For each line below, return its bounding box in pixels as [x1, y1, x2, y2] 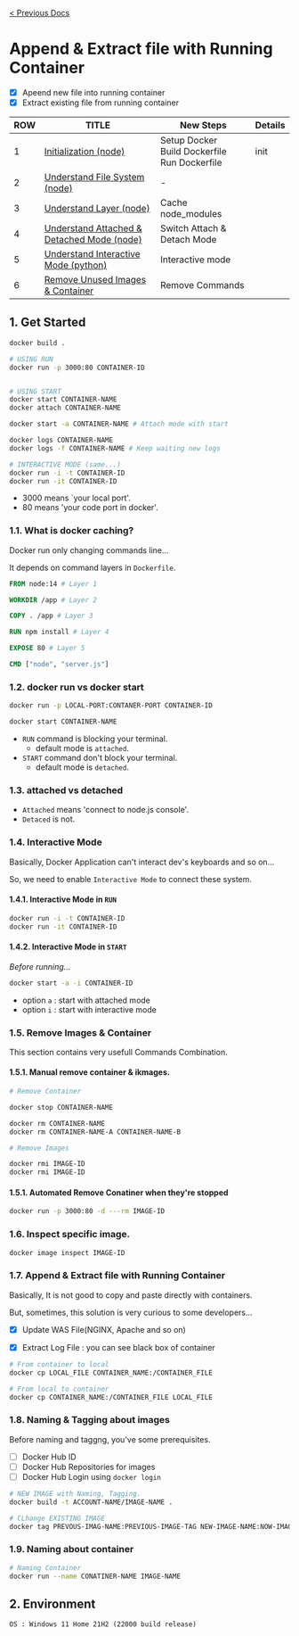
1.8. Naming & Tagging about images [9, 1414, 171, 1426]
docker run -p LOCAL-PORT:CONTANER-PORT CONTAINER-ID [9, 701, 214, 710]
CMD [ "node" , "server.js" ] [9, 660, 109, 669]
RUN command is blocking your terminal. [21, 733, 168, 744]
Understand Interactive [44, 248, 141, 260]
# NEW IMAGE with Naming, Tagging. [9, 1489, 141, 1498]
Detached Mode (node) [44, 234, 142, 246]
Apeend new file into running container [21, 87, 166, 97]
